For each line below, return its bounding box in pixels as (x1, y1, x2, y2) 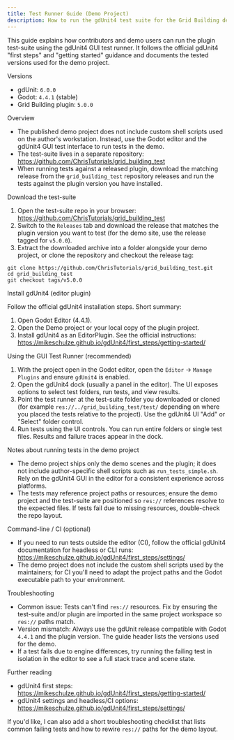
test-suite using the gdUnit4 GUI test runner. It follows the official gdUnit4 (7, 43, 219, 52)
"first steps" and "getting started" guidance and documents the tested (7, 50, 209, 59)
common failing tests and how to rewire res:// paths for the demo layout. (7, 725, 218, 733)
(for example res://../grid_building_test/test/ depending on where (17, 402, 220, 411)
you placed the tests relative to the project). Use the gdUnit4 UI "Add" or (17, 409, 226, 418)
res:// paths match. (17, 617, 76, 625)
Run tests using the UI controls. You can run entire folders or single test (17, 424, 223, 433)
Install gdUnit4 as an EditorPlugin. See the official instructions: (17, 331, 196, 339)
